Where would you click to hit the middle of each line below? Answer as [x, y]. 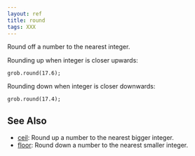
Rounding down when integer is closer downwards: [81, 86]
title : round [26, 20]
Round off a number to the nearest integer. [69, 47]
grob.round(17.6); [34, 73]
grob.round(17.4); [34, 99]
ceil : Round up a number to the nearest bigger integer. [95, 138]
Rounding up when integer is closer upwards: [73, 60]
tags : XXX [22, 27]
